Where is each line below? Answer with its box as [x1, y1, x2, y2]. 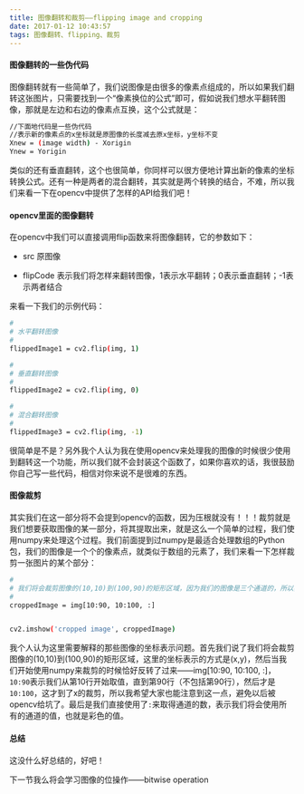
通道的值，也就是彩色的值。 [24, 711, 128, 721]
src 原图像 [22, 251, 62, 262]
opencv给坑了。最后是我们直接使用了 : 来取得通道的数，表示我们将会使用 [9, 699, 280, 710]
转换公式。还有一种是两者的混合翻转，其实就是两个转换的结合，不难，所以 [9, 176, 287, 187]
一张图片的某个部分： [16, 557, 97, 567]
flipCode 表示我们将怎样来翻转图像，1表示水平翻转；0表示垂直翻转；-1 [22, 270, 287, 281]
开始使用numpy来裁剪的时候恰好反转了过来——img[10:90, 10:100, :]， [16, 665, 276, 676]
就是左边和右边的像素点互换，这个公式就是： [33, 103, 200, 114]
